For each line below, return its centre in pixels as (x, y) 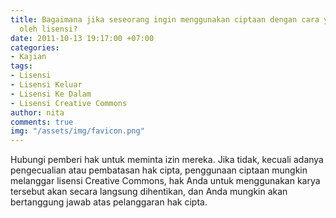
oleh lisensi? (48, 29)
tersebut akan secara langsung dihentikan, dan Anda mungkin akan (149, 192)
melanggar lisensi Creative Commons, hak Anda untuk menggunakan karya (165, 181)
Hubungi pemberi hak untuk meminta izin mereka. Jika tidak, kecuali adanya (167, 160)
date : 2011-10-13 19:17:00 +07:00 (82, 38)
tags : (21, 66)
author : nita (37, 112)
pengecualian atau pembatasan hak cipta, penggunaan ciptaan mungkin (159, 170)
